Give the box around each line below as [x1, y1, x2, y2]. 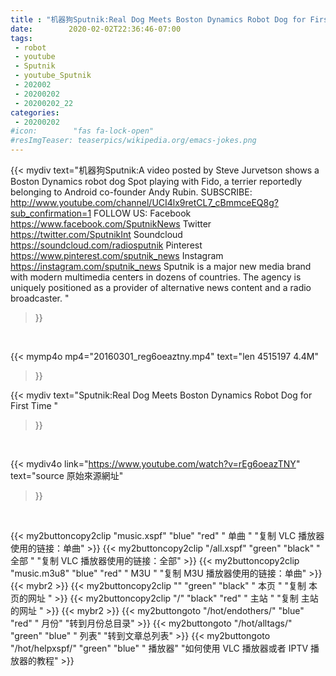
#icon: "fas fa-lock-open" [10, 126, 155, 136]
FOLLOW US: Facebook [93, 207, 192, 219]
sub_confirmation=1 [10, 207, 92, 219]
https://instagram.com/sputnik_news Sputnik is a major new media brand [10, 261, 312, 272]
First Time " [10, 400, 59, 411]
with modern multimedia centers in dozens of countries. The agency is [10, 271, 302, 283]
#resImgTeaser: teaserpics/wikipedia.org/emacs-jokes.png [10, 136, 257, 146]
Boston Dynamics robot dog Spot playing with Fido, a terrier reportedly [10, 176, 303, 187]
